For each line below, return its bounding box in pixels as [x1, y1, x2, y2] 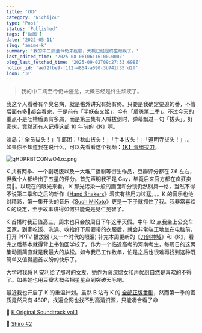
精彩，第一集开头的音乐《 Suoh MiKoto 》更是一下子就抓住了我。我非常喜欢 [11, 198, 196, 205]
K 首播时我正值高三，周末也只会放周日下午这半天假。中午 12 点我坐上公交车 [6, 218, 194, 226]
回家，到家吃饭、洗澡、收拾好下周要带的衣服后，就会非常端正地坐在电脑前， [6, 226, 196, 233]
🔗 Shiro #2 [6, 320, 32, 328]
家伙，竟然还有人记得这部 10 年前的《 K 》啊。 [6, 123, 118, 130]
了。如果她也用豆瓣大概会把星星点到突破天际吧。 [6, 276, 127, 284]
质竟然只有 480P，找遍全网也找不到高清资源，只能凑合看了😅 [6, 296, 159, 304]
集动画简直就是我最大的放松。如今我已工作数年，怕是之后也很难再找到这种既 [6, 248, 196, 256]
